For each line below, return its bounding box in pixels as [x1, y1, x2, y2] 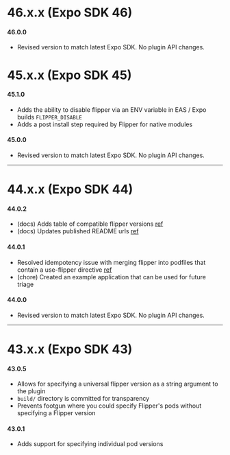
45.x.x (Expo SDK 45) [7, 67, 132, 83]
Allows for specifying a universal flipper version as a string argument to [16, 380, 218, 388]
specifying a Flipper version [16, 409, 96, 417]
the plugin [16, 387, 46, 395]
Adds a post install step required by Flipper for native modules [16, 120, 193, 128]
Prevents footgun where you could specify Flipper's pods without [16, 401, 202, 410]
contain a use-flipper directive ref [16, 266, 112, 274]
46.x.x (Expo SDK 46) [7, 5, 133, 21]
